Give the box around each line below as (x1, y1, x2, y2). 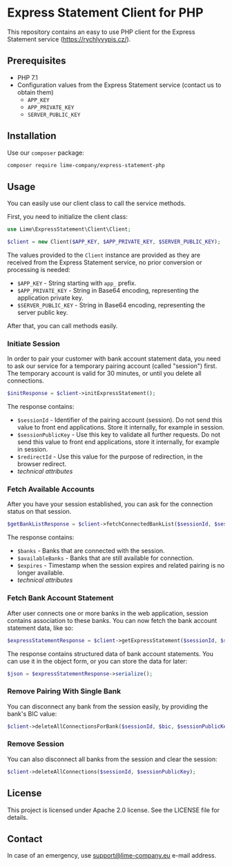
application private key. (17, 294, 84, 302)
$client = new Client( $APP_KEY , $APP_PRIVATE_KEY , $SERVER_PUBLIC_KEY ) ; (7, 238, 221, 246)
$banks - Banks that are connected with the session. (17, 547, 165, 555)
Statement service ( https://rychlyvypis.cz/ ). (7, 35, 131, 43)
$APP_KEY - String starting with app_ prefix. (17, 279, 137, 287)
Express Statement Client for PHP (7, 5, 204, 21)
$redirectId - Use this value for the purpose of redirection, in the (17, 452, 204, 461)
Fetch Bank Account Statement (7, 593, 114, 603)
